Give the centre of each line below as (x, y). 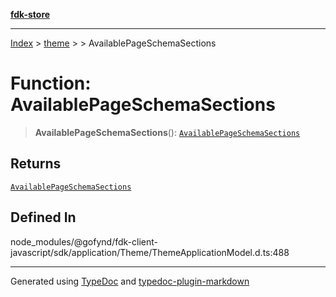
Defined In (43, 217)
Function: (51, 83)
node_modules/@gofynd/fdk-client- (84, 241)
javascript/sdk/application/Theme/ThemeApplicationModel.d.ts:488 (150, 252)
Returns (36, 164)
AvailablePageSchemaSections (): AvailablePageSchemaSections (167, 132)
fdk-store (30, 14)
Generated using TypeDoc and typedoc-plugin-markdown (130, 281)
